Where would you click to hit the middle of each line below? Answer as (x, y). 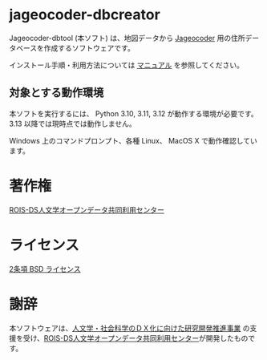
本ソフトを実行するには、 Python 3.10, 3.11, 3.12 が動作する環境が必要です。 (134, 113)
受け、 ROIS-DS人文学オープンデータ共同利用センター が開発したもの (136, 338)
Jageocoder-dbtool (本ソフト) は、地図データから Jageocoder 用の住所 (127, 38)
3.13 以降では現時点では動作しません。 (73, 123)
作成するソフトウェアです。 (89, 48)
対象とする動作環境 (57, 93)
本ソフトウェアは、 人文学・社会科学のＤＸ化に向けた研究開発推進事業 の (129, 328)
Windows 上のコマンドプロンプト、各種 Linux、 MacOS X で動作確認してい (133, 140)
